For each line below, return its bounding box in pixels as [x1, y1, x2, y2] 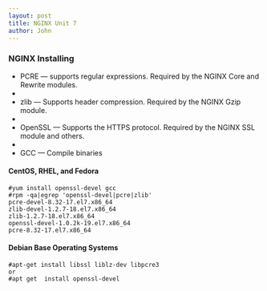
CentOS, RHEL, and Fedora [8, 166, 99, 176]
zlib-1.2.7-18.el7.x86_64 [8, 212, 95, 220]
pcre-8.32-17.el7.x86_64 [8, 226, 91, 234]
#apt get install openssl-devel [8, 275, 120, 283]
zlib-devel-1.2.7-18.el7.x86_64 [8, 205, 116, 213]
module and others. [19, 131, 85, 140]
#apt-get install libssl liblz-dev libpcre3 [8, 261, 160, 269]
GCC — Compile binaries [19, 148, 103, 157]
